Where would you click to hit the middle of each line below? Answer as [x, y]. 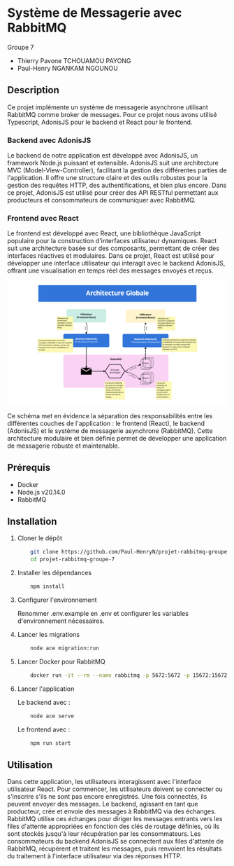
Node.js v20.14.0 [41, 492]
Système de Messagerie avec [95, 13]
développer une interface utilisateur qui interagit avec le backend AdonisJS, [116, 263]
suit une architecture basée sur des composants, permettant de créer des [114, 248]
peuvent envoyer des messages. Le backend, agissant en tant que [103, 804]
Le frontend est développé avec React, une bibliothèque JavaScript [104, 233]
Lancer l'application [46, 689]
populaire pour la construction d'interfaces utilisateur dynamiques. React [112, 241]
